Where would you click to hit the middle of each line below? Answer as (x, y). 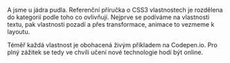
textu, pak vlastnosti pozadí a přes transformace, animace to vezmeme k (111, 24)
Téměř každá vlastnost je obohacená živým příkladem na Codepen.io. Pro (113, 45)
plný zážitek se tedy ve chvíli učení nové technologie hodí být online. (105, 52)
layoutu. (19, 32)
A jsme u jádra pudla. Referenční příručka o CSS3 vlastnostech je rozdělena (115, 10)
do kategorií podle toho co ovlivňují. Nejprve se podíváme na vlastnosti (108, 17)
